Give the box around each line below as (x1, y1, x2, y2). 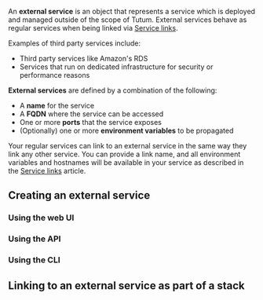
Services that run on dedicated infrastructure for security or (19, 62, 214, 71)
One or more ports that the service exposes (19, 118, 163, 126)
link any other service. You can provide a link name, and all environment (8, 149, 241, 159)
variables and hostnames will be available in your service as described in (8, 158, 244, 167)
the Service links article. (8, 166, 86, 175)
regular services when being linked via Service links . (8, 24, 178, 32)
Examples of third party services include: (8, 38, 141, 48)
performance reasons (19, 71, 90, 79)
